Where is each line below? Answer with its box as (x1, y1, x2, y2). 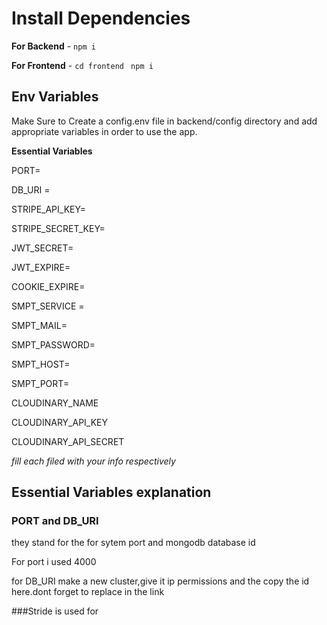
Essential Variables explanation (11, 484, 212, 501)
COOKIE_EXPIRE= (11, 280, 86, 292)
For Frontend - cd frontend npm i (11, 59, 154, 71)
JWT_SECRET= (11, 242, 74, 254)
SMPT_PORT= (11, 377, 70, 389)
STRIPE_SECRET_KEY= (11, 222, 106, 234)
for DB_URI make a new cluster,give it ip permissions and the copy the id (11, 575, 310, 587)
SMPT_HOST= (11, 358, 71, 370)
